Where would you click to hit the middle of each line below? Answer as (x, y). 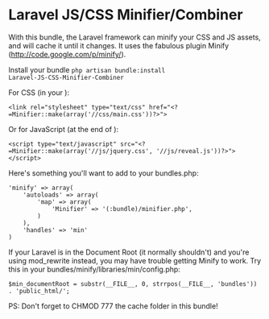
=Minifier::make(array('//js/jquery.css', (81, 151)
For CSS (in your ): (39, 92)
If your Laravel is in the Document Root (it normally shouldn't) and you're (129, 252)
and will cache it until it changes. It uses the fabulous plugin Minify (119, 45)
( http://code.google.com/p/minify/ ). (67, 54)
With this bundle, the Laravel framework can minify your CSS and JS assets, (135, 37)
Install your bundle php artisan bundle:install (87, 69)
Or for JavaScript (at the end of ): (64, 129)
